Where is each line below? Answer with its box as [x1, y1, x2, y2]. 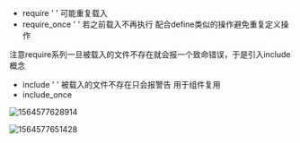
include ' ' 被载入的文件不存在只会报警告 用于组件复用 [22, 80, 222, 89]
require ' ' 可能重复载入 [22, 8, 108, 18]
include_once [22, 89, 73, 100]
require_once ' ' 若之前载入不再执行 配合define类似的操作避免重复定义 [22, 19, 281, 29]
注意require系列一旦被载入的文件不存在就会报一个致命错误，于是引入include [9, 49, 291, 60]
